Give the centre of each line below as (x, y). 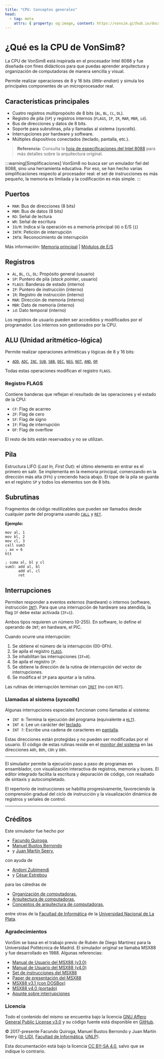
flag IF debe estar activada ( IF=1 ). (40, 613)
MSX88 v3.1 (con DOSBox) (39, 983)
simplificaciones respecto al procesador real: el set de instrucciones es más (81, 174)
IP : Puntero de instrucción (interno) (48, 289)
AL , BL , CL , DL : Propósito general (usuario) (53, 274)
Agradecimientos (26, 932)
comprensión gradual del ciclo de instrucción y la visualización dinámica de (81, 794)
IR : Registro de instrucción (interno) (48, 294)
